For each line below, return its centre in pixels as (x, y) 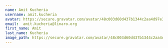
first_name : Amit (23, 28)
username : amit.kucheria (31, 14)
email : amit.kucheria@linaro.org (41, 24)
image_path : (17, 38)
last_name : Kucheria (27, 33)
